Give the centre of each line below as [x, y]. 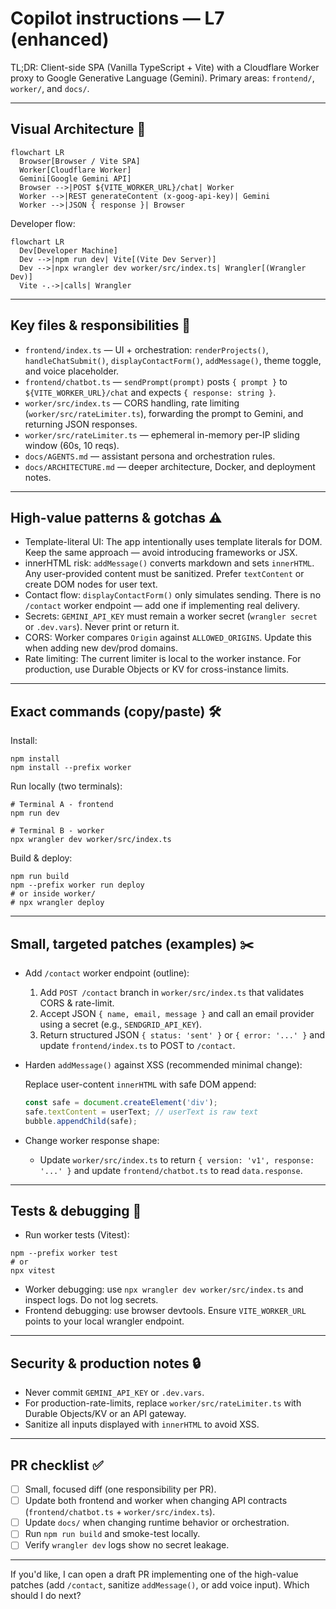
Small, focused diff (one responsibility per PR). [120, 1489]
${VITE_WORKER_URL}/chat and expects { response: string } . [150, 392]
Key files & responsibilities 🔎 [100, 325]
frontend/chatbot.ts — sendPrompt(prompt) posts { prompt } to [156, 381]
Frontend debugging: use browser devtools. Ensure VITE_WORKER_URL [165, 1311]
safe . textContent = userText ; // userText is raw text [141, 1112]
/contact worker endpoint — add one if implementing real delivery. [162, 606]
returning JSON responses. [81, 424]
